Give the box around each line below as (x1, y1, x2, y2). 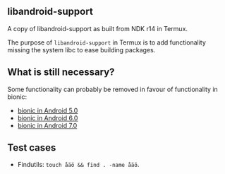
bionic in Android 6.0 (17, 113, 78, 122)
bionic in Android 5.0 (17, 106, 78, 115)
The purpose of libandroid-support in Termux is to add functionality (7, 38, 207, 47)
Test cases (7, 141, 56, 154)
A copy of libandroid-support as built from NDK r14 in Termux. (7, 24, 188, 33)
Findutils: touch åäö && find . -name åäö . (17, 161, 140, 169)
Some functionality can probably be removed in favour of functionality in (7, 85, 219, 93)
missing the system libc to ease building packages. (7, 45, 156, 54)
